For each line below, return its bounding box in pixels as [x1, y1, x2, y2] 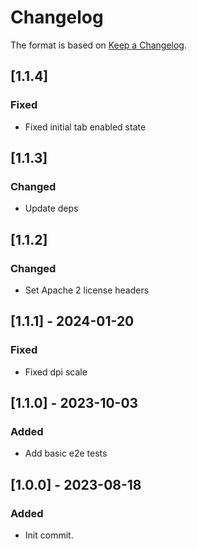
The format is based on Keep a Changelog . [10, 39, 187, 51]
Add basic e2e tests [24, 447, 108, 460]
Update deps [24, 202, 79, 215]
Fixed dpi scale [24, 366, 88, 378]
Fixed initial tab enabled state [24, 121, 147, 133]
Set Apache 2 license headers [24, 284, 150, 296]
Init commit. [24, 529, 74, 541]
